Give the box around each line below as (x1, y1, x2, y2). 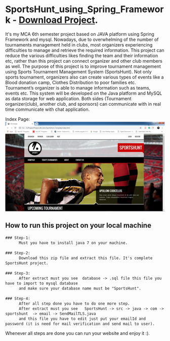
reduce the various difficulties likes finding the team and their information (5, 52, 158, 59)
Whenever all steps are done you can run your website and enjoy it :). (5, 330, 150, 336)
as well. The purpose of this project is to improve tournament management (5, 63, 161, 69)
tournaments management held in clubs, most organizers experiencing (5, 41, 153, 48)
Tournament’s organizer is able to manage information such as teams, (5, 84, 151, 91)
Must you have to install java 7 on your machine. (18, 240, 128, 245)
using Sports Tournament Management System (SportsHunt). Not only (5, 68, 152, 74)
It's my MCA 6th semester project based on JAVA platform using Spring (5, 31, 154, 37)
